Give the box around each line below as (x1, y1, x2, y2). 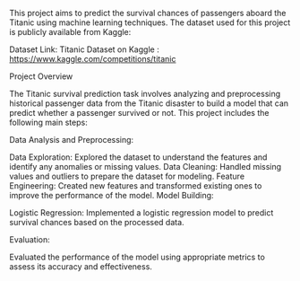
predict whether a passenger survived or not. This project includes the (9, 108, 270, 118)
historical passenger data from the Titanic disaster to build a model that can (9, 98, 289, 109)
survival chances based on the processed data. (9, 217, 185, 227)
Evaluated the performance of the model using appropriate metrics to (9, 251, 266, 262)
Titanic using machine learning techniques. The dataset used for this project (9, 17, 291, 28)
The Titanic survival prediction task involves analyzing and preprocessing (9, 89, 281, 99)
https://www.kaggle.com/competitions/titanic (9, 54, 176, 64)
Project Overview (9, 71, 73, 82)
